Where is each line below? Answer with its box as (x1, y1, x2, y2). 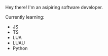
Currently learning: (5, 14, 45, 20)
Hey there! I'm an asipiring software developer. (5, 5, 103, 10)
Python (12, 45, 28, 51)
